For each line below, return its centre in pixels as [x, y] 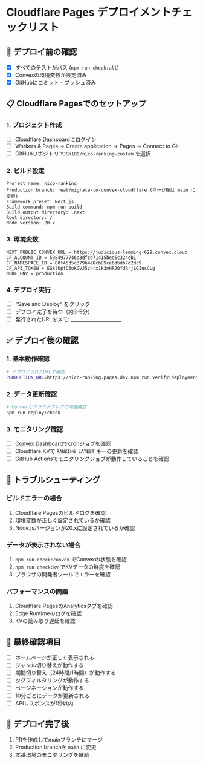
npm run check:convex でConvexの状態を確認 [71, 560]
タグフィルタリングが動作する [52, 681]
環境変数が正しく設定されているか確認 [63, 520]
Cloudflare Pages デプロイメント [89, 12]
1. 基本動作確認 [28, 359]
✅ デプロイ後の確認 [42, 340]
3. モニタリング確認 [35, 429]
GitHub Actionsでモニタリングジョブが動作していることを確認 [92, 459]
